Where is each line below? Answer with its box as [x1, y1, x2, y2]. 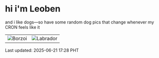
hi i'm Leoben [5, 3, 61, 14]
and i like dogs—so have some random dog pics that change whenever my [5, 19, 154, 25]
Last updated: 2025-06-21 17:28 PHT [5, 47, 79, 53]
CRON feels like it [5, 24, 40, 30]
